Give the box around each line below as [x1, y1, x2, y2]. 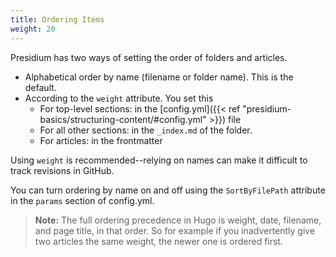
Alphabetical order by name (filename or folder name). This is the [24, 71, 294, 83]
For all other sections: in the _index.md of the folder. [39, 124, 253, 136]
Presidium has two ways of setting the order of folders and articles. [10, 51, 288, 63]
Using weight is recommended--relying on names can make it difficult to [10, 154, 308, 166]
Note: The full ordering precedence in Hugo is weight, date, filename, [34, 214, 322, 226]
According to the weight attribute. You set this [24, 92, 214, 104]
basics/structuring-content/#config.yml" [39, 113, 207, 125]
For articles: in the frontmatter [39, 134, 163, 146]
